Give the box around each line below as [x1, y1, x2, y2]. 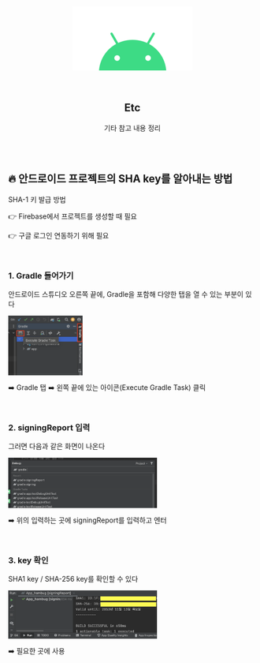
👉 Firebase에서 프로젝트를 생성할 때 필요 [8, 212, 138, 221]
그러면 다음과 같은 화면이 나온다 [8, 441, 106, 451]
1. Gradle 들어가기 [8, 270, 74, 281]
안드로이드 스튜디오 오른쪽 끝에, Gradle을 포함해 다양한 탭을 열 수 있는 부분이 [8, 289, 244, 298]
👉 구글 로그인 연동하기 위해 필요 [8, 230, 110, 240]
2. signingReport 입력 [8, 421, 91, 433]
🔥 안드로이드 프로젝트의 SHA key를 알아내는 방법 [8, 172, 233, 185]
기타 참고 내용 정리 [103, 123, 162, 133]
